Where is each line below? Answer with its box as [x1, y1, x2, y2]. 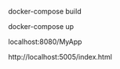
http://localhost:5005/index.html [8, 53, 112, 61]
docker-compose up [8, 22, 75, 31]
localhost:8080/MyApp [8, 37, 82, 46]
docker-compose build [8, 7, 82, 16]
